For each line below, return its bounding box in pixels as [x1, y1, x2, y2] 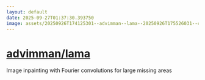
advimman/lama [6, 46, 90, 60]
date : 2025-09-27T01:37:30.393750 [6, 15, 95, 21]
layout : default [6, 9, 48, 15]
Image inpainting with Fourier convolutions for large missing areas [6, 67, 172, 74]
